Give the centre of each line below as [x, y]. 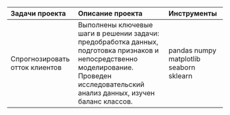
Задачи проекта [38, 13]
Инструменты [193, 13]
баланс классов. [105, 101]
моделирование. [106, 67]
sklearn [181, 76]
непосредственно [108, 59]
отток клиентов [36, 67]
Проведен [94, 76]
